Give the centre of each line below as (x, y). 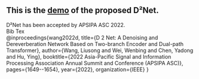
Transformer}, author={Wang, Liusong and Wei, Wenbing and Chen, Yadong (100, 50)
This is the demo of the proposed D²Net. (83, 10)
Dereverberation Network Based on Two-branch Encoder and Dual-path (95, 44)
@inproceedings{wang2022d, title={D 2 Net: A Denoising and (82, 37)
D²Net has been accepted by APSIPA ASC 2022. (66, 25)
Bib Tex (16, 31)
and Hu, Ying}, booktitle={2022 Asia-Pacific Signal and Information (89, 56)
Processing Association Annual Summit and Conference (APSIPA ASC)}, (95, 63)
